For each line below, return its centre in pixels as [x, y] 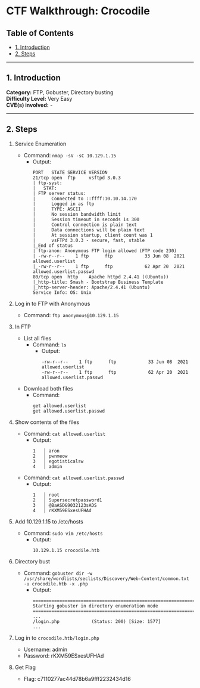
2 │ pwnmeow [50, 456]
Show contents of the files [47, 422]
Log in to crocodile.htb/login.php [57, 638]
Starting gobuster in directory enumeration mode [95, 606]
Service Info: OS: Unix [62, 292]
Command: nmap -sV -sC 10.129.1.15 [70, 155]
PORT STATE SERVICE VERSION [70, 172]
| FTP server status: [59, 193]
